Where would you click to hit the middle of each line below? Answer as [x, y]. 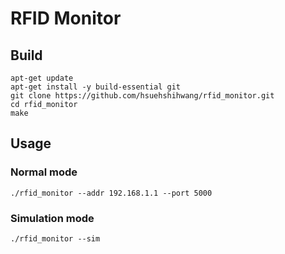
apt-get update [42, 78]
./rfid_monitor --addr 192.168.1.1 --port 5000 [111, 193]
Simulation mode [52, 218]
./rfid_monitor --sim [55, 238]
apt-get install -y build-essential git [96, 87]
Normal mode [44, 172]
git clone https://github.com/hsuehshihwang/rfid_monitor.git [142, 96]
